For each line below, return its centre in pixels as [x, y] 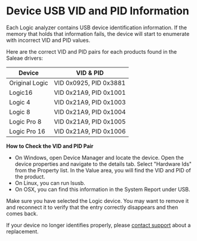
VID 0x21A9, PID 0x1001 [90, 92]
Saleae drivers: [25, 58]
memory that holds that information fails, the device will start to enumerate [98, 33]
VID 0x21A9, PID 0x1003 [90, 102]
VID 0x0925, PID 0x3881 [90, 83]
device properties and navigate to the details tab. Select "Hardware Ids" [103, 164]
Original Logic [29, 83]
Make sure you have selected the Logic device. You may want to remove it [98, 200]
